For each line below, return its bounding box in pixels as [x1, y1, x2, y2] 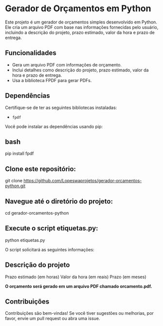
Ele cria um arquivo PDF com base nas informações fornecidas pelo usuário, [5, 24, 159, 30]
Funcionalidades [5, 49, 57, 57]
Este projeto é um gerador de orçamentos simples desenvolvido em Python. [5, 19, 157, 25]
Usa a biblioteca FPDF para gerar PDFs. [12, 77, 92, 83]
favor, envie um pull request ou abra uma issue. [5, 316, 100, 322]
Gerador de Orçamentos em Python [5, 3, 151, 14]
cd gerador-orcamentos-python [5, 210, 69, 216]
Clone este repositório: [5, 165, 76, 173]
